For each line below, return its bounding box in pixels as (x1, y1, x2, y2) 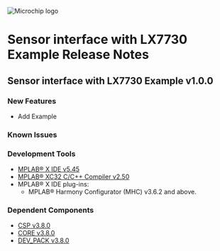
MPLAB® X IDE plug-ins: (17, 180, 89, 189)
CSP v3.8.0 (17, 221, 51, 230)
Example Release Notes (7, 47, 149, 63)
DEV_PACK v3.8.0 (17, 236, 70, 245)
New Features (7, 96, 57, 106)
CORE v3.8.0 (17, 229, 55, 238)
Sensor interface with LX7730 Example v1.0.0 (7, 74, 214, 87)
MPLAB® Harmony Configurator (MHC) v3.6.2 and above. (28, 188, 197, 196)
